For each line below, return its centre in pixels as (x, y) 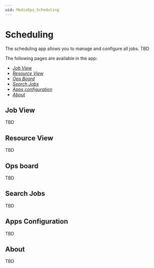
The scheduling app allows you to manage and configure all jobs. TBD (77, 49)
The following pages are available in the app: (51, 58)
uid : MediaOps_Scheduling (32, 10)
